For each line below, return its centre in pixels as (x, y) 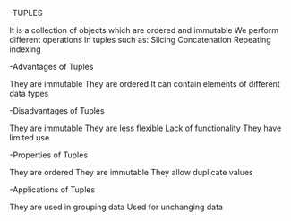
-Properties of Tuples (48, 155)
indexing (25, 49)
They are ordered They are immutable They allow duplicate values (131, 172)
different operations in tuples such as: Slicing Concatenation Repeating (140, 40)
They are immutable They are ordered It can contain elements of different (145, 84)
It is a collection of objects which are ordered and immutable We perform (144, 30)
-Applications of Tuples (52, 190)
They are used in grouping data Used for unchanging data (116, 207)
